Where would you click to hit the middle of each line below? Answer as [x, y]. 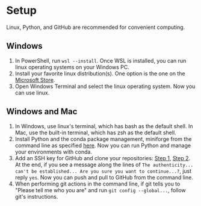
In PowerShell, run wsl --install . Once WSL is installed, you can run [100, 60]
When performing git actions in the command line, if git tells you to [97, 184]
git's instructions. [36, 196]
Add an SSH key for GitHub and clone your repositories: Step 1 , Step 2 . [103, 158]
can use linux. [32, 92]
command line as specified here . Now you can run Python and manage [103, 145]
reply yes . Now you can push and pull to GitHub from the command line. [104, 177]
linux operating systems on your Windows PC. [72, 67]
